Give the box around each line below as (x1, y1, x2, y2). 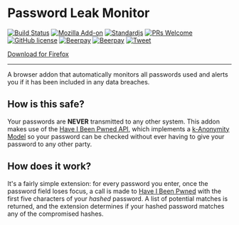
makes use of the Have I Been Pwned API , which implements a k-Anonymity (7, 124, 230, 133)
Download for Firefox (7, 50, 69, 58)
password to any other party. (7, 140, 92, 148)
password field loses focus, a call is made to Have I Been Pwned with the (7, 187, 222, 195)
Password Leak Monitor (7, 5, 150, 21)
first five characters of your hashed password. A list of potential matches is (7, 194, 228, 203)
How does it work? (7, 160, 92, 172)
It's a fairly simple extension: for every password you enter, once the (7, 179, 208, 187)
